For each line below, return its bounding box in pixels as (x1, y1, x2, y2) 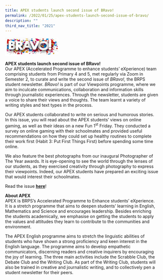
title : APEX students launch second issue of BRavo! (5, 8, 114, 13)
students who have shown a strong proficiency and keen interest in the (5, 238, 147, 244)
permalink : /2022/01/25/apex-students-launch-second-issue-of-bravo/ (5, 13, 149, 18)
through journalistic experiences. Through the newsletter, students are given (5, 92, 159, 98)
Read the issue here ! (5, 183, 47, 189)
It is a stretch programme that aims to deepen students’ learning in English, (5, 203, 156, 209)
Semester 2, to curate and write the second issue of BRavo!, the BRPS (5, 76, 145, 82)
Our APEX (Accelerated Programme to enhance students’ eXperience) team (5, 66, 157, 72)
